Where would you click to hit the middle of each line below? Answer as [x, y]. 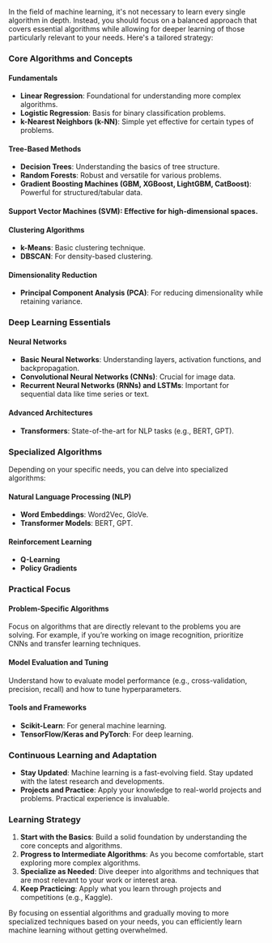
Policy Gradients [49, 568]
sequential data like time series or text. [85, 394]
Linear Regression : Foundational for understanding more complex [130, 96]
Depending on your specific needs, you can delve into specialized [118, 469]
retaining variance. [51, 301]
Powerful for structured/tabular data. [81, 193]
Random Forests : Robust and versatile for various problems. [121, 175]
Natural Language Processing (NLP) [70, 497]
